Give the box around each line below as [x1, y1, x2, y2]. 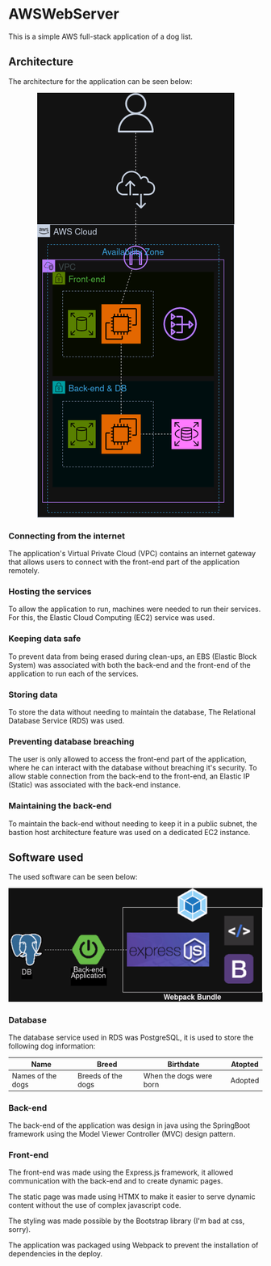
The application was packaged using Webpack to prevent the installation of [8, 1240, 259, 1250]
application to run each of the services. [8, 669, 139, 678]
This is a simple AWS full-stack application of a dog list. [8, 32, 194, 41]
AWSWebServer [8, 5, 119, 23]
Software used [8, 850, 84, 864]
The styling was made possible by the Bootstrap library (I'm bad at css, [8, 1216, 245, 1226]
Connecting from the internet [8, 530, 126, 542]
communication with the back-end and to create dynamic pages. [8, 1176, 223, 1186]
